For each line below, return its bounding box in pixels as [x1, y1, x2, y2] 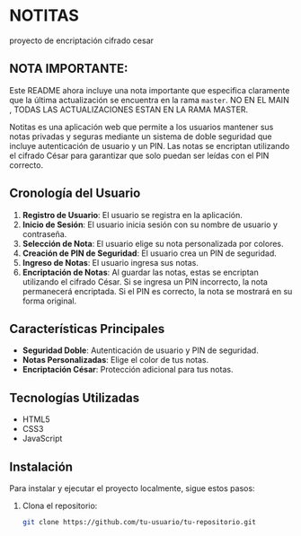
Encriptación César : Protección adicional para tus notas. [22, 365, 234, 375]
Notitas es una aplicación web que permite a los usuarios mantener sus [9, 121, 274, 132]
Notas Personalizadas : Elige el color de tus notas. [22, 355, 209, 365]
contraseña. [22, 228, 67, 239]
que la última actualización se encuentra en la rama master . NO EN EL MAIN [9, 94, 289, 105]
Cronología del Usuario [9, 186, 141, 201]
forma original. [22, 295, 77, 306]
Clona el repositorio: [22, 500, 98, 511]
